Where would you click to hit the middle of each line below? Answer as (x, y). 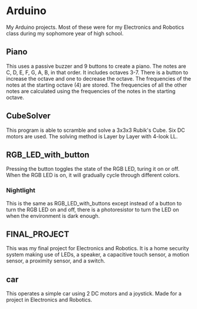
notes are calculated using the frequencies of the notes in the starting (91, 91)
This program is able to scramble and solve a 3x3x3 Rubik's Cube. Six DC (96, 130)
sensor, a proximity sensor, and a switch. (56, 261)
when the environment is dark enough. (53, 215)
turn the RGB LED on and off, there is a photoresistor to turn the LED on (93, 210)
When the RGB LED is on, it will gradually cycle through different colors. (93, 175)
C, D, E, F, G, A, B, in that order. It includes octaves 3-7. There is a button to (97, 72)
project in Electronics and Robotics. (49, 300)
